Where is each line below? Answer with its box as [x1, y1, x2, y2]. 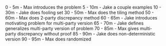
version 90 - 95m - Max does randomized [5, 36, 91, 42]
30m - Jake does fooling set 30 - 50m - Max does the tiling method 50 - [5, 9, 154, 15]
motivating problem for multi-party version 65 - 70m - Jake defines [5, 20, 144, 26]
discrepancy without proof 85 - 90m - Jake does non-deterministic [17, 31, 156, 36]
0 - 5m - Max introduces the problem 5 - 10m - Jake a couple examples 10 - [5, 4, 161, 10]
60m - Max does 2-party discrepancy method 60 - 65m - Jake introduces [5, 15, 157, 20]
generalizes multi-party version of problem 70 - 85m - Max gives [5, 25, 139, 31]
